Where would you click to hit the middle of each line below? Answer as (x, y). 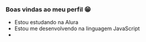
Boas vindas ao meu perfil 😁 (48, 9)
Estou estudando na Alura (46, 22)
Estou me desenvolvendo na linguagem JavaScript (77, 28)
